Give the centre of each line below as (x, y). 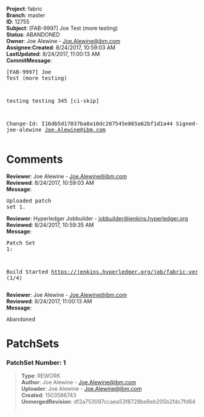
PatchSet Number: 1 (36, 363)
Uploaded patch (29, 201)
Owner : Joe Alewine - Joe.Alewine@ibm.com (63, 41)
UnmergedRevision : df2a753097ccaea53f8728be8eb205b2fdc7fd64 (108, 402)
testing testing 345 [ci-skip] (53, 101)
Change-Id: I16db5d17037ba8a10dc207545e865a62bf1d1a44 (90, 124)
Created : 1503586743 (49, 395)
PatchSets (33, 344)
